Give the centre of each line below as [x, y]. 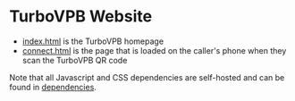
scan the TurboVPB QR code [75, 60]
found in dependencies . [53, 87]
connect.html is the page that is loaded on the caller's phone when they [154, 50]
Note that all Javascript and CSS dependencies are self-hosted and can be [147, 77]
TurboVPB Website [81, 17]
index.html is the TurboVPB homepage [93, 41]
